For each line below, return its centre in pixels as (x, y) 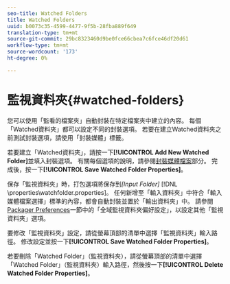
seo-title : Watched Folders (47, 13)
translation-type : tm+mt (43, 33)
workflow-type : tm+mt (38, 45)
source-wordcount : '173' (43, 52)
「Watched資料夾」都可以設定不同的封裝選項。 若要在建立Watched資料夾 (111, 129)
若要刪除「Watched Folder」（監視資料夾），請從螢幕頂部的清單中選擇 (105, 256)
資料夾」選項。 (28, 218)
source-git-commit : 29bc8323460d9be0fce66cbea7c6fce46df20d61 (98, 39)
